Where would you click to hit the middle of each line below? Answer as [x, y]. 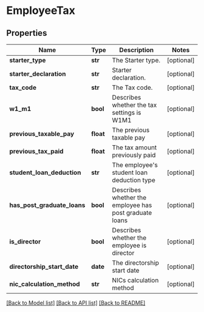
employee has [132, 205]
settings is [127, 113]
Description [137, 50]
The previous [131, 130]
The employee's [135, 165]
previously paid [134, 155]
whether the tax [134, 105]
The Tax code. [132, 87]
